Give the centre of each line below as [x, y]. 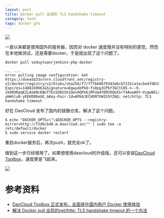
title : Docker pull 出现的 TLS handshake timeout [55, 14]
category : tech [20, 19]
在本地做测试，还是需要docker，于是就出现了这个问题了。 [63, 53]
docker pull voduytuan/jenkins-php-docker [49, 62]
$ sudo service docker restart [37, 133]
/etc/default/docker [26, 129]
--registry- [96, 120]
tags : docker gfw [23, 23]
